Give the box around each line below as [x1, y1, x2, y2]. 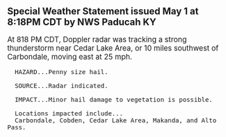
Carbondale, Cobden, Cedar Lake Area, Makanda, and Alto [15, 116, 217, 124]
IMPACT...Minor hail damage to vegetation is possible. [15, 95, 213, 103]
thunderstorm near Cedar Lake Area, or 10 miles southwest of [7, 43, 219, 53]
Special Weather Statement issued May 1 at [7, 6, 199, 17]
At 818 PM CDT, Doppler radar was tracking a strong [7, 35, 187, 44]
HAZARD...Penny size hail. [15, 68, 108, 75]
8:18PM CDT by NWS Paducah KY [7, 17, 156, 28]
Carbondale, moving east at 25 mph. [7, 52, 133, 62]
